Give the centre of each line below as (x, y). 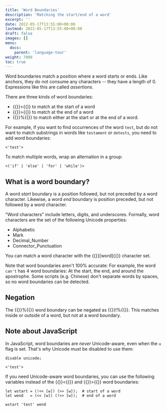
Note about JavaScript (41, 331)
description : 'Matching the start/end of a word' (59, 15)
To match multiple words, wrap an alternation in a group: (64, 157)
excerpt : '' (18, 19)
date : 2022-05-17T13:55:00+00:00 (40, 24)
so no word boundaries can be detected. (47, 282)
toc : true (16, 62)
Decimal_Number (31, 241)
